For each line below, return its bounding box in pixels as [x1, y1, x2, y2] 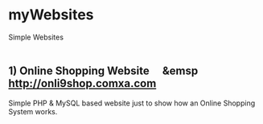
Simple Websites [8, 32, 64, 42]
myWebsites [8, 6, 94, 24]
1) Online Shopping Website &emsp [8, 64, 199, 78]
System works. [8, 106, 58, 116]
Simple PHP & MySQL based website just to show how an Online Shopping [8, 98, 256, 108]
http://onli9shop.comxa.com [8, 76, 157, 90]
